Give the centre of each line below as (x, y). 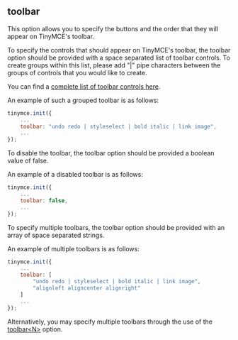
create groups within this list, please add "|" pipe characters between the (114, 65)
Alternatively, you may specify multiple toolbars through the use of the (110, 322)
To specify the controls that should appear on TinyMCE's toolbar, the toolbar (119, 50)
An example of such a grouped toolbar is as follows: (83, 100)
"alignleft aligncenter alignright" (87, 288)
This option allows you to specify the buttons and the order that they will (113, 28)
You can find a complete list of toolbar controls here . (84, 86)
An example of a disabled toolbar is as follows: (75, 175)
